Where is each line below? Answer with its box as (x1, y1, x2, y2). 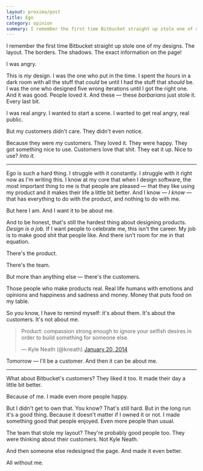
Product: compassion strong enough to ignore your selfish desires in (21, 328, 192, 335)
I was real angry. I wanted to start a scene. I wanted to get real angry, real (6, 109, 190, 117)
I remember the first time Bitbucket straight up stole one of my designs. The (6, 42, 195, 50)
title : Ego (6, 15, 34, 21)
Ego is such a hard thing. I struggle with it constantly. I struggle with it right (6, 170, 192, 177)
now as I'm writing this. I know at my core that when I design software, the (6, 176, 192, 183)
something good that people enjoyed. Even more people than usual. (6, 418, 175, 425)
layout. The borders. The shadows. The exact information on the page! (6, 49, 182, 56)
